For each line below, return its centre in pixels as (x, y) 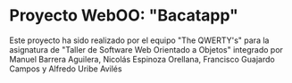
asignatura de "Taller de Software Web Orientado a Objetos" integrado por (146, 49)
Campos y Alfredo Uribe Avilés (66, 69)
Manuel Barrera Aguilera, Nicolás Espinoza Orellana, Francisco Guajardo (142, 59)
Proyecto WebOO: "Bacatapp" (124, 16)
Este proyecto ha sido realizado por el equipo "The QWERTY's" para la (139, 40)
